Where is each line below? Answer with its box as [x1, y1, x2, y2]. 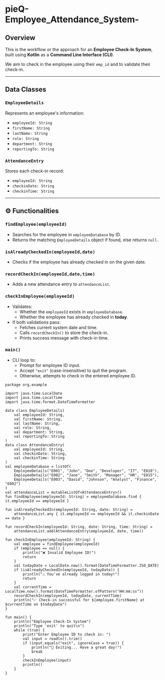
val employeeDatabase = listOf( [5, 464, 71, 469]
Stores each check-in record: [5, 168, 64, 174]
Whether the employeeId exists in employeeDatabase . [19, 309, 124, 314]
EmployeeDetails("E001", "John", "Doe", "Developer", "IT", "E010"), [14, 468, 160, 473]
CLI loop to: [12, 357, 36, 363]
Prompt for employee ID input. [19, 362, 81, 368]
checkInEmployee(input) [23, 658, 71, 663]
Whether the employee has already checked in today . [19, 314, 129, 320]
